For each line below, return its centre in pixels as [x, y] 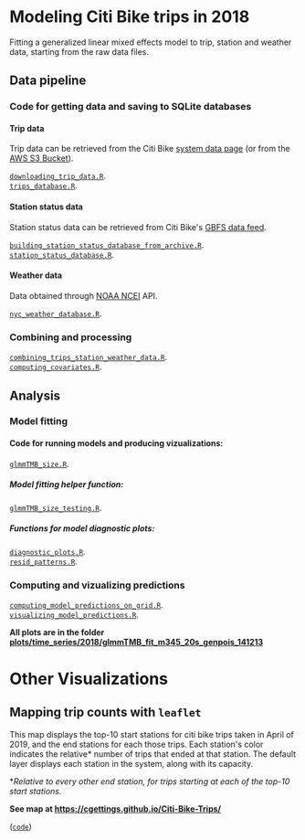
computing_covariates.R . [56, 367]
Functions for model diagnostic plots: [82, 528]
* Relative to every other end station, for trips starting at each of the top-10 [150, 781]
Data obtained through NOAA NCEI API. [84, 295]
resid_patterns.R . [43, 561]
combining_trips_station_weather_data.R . [89, 357]
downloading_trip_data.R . [58, 176]
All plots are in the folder [57, 632]
